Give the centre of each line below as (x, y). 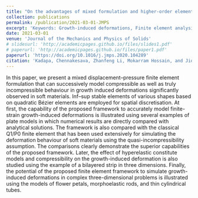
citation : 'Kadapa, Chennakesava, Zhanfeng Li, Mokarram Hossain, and (95, 61)
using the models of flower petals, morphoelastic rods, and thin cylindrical (96, 183)
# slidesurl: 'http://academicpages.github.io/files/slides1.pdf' (89, 45)
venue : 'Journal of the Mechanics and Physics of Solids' (79, 39)
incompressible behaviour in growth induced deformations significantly (93, 90)
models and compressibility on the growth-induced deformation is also (92, 159)
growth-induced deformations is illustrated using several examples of (105, 115)
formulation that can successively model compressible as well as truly (91, 83)
